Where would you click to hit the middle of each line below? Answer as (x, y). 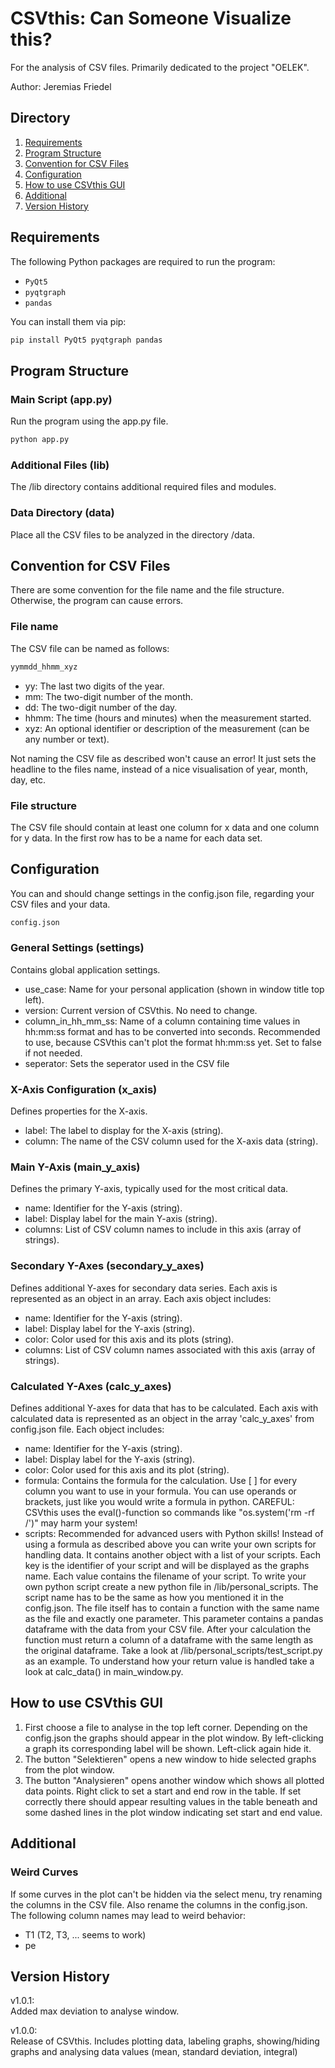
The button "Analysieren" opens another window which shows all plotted (174, 1780)
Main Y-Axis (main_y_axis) (75, 1167)
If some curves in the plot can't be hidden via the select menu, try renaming (166, 1894)
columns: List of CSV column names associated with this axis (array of (170, 1349)
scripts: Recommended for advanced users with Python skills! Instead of (174, 1534)
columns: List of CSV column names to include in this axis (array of (163, 1229)
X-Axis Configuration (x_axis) (84, 1089)
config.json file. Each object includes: (87, 1429)
